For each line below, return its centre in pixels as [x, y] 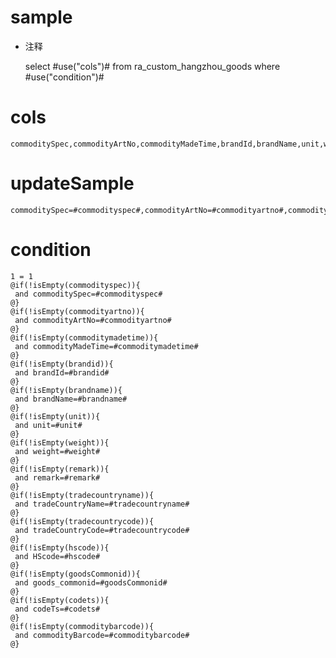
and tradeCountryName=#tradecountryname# [102, 504]
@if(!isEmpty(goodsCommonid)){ [75, 574]
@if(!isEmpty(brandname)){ [66, 390]
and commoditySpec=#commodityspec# [88, 294]
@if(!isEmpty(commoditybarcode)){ [82, 626]
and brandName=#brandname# [71, 399]
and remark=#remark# [57, 477]
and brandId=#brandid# [62, 372]
